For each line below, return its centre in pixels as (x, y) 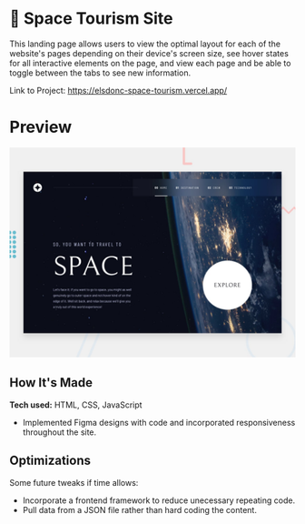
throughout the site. (59, 432)
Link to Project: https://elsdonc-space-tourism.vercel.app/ (118, 90)
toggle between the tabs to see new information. (100, 73)
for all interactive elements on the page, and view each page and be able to (150, 63)
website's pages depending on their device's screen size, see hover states (149, 53)
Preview (41, 127)
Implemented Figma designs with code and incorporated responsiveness (159, 422)
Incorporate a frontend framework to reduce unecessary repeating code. (159, 500)
